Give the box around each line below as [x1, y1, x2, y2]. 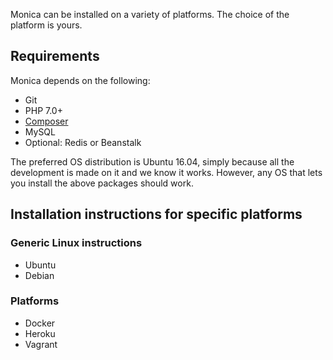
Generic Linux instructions [10, 236, 143, 250]
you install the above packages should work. [10, 177, 194, 189]
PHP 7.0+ [24, 104, 63, 116]
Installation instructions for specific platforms [10, 206, 303, 223]
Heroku [24, 327, 56, 339]
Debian [24, 269, 55, 281]
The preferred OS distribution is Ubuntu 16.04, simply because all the [10, 155, 295, 168]
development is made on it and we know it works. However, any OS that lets [10, 166, 323, 178]
